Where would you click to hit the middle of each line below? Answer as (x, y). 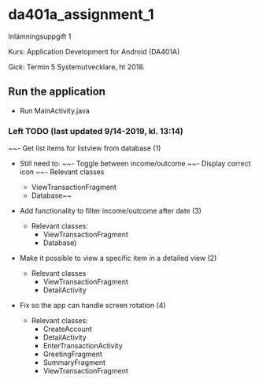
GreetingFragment (72, 354)
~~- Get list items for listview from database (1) (85, 148)
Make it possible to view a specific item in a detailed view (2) (118, 258)
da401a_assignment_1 (81, 15)
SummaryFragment (74, 363)
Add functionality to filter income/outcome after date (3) (111, 211)
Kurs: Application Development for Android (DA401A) (94, 51)
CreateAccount (68, 329)
